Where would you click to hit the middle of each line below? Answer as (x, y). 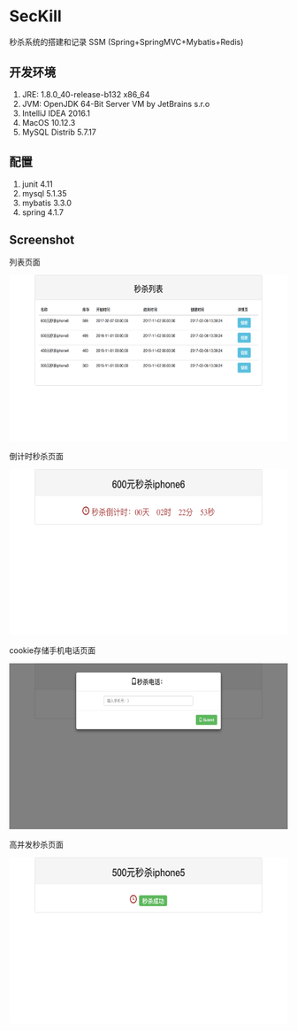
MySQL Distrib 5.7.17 (59, 132)
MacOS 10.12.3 (49, 122)
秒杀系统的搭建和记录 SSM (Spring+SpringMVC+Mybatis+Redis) (126, 42)
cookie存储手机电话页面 (53, 650)
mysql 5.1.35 (45, 193)
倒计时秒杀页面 (36, 457)
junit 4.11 (37, 184)
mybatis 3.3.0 (47, 203)
